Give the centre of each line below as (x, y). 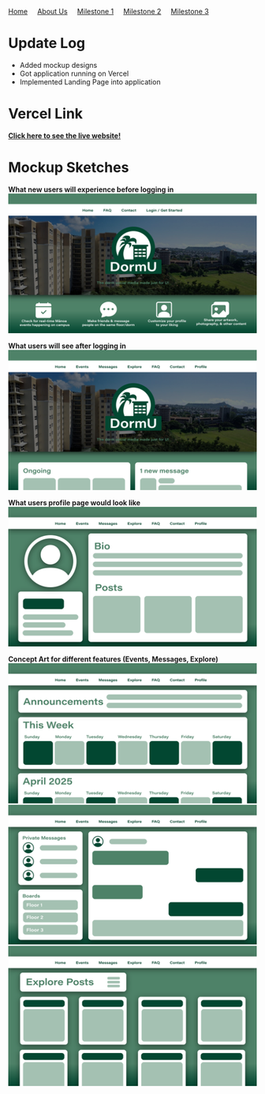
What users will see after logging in (67, 346)
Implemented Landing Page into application (90, 81)
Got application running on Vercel (74, 73)
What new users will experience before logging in (91, 189)
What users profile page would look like (74, 502)
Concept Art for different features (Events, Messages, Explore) (113, 659)
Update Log (47, 43)
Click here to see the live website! (64, 135)
